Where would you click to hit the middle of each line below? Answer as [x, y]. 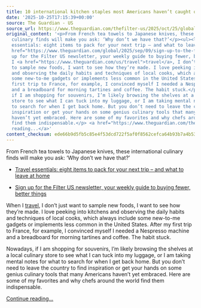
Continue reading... [30, 298]
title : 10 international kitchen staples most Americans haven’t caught [99, 12]
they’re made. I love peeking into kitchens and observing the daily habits [95, 212]
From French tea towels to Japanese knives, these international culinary [95, 151]
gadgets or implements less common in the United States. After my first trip [99, 224]
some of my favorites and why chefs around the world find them [85, 280]
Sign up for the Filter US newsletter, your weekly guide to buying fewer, [103, 187]
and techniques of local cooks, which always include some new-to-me [93, 218]
